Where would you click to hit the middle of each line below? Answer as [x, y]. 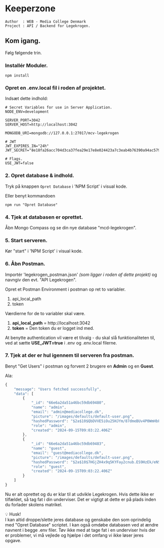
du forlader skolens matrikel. [34, 504]
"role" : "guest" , [49, 467]
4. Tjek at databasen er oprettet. [44, 217]
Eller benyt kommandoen [30, 196]
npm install [17, 76]
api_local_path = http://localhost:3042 [51, 323]
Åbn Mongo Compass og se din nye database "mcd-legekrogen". [71, 227]
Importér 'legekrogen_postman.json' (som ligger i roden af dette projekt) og [81, 274]
